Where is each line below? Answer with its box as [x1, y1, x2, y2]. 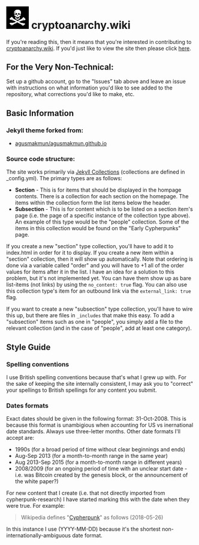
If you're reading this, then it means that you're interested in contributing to [6, 38, 192, 45]
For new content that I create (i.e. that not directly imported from [6, 490, 165, 497]
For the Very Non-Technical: [6, 62, 114, 72]
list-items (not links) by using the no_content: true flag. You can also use [6, 281, 188, 288]
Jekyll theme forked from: [6, 126, 84, 135]
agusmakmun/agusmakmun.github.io [14, 140, 107, 147]
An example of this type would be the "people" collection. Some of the [14, 218, 189, 225]
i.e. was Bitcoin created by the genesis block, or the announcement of [14, 472, 188, 479]
